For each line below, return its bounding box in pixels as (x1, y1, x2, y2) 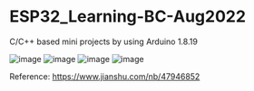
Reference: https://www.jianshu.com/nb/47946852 (9, 70, 200, 82)
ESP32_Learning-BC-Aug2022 (9, 6, 247, 27)
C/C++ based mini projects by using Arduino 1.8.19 (9, 36, 198, 47)
